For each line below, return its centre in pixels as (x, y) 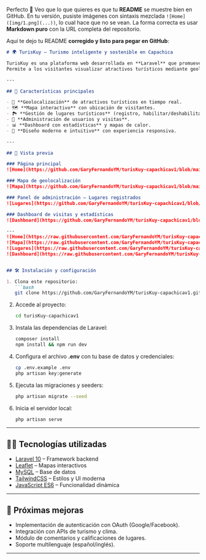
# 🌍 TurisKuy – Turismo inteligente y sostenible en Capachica (90, 52)
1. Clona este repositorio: (42, 282)
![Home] (176, 17)
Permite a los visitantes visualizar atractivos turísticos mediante (97, 69)
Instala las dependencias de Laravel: (61, 328)
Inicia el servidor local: (44, 408)
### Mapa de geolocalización (44, 181)
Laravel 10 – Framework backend (57, 459)
